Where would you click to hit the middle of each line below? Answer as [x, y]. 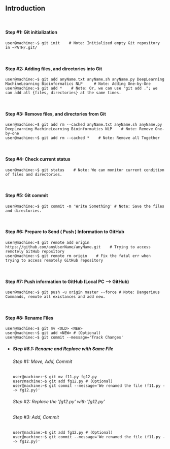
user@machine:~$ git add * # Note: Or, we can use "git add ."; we [81, 89]
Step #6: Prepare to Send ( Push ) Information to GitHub [65, 232]
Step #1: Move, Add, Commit [42, 361]
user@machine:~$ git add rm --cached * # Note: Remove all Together [82, 138]
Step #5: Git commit [27, 195]
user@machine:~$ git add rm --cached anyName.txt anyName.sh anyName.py [84, 125]
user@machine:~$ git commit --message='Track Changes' [64, 338]
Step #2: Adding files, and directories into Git [54, 69]
